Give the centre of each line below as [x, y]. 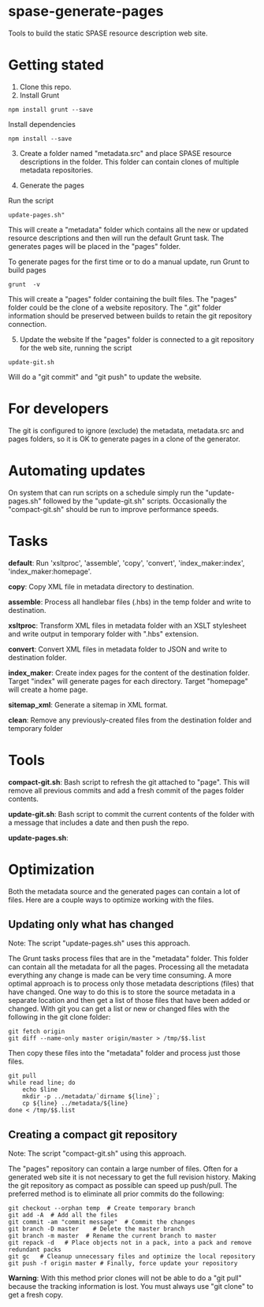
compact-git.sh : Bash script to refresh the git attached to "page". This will [129, 782]
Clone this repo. [45, 87]
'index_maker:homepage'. [50, 571]
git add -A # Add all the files [63, 1216]
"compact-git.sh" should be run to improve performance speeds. [113, 509]
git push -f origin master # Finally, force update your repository [123, 1264]
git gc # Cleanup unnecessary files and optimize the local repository [132, 1257]
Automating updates [77, 470]
